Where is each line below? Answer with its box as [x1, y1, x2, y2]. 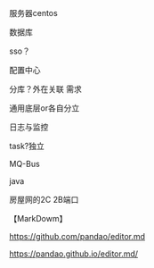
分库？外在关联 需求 [9, 84, 82, 94]
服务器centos [9, 8, 58, 18]
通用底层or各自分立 [9, 103, 80, 113]
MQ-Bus [9, 159, 40, 169]
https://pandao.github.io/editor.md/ [9, 248, 139, 259]
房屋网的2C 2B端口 [9, 195, 79, 205]
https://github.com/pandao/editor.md [9, 231, 145, 241]
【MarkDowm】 [9, 214, 68, 223]
